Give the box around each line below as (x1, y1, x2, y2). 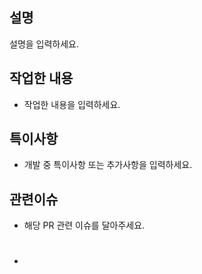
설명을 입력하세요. (9, 38, 80, 50)
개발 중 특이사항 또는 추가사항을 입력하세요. (23, 159, 193, 171)
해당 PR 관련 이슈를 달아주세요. (23, 219, 146, 232)
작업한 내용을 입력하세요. (23, 98, 121, 110)
